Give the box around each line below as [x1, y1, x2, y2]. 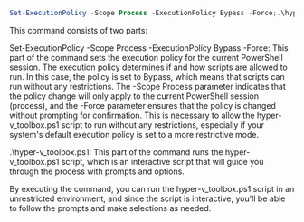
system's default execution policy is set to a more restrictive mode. [9, 129, 260, 140]
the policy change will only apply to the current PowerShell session [9, 91, 260, 101]
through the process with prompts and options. [9, 166, 185, 177]
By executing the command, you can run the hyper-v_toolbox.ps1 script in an [9, 183, 295, 194]
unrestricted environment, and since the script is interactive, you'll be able [9, 193, 286, 204]
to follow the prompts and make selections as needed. [9, 202, 212, 213]
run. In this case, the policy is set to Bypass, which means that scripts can [9, 71, 285, 82]
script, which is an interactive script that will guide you [61, 156, 264, 167]
